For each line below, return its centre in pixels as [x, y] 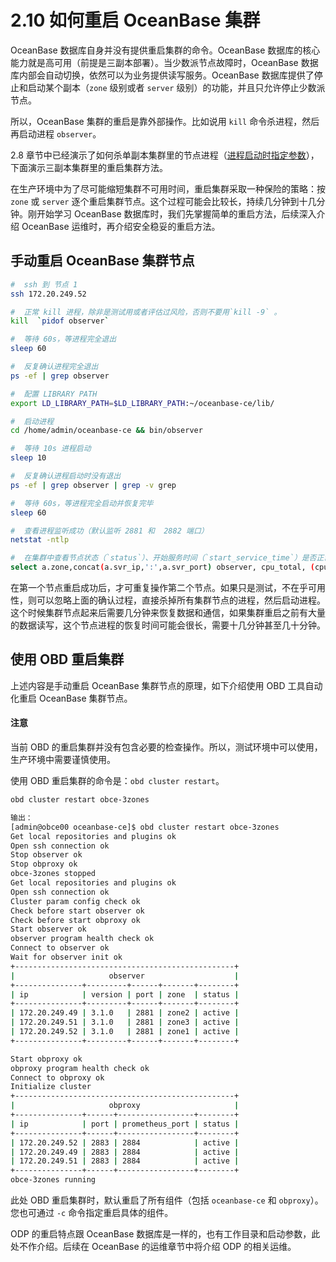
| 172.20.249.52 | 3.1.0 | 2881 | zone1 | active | [125, 1032]
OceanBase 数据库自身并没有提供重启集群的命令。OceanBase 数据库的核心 [165, 50]
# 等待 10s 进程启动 [51, 449]
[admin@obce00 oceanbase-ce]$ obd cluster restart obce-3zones [145, 827]
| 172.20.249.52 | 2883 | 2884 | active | [125, 1142]
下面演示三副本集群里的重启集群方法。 [89, 167]
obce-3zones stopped [53, 874]
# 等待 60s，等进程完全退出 [63, 339]
